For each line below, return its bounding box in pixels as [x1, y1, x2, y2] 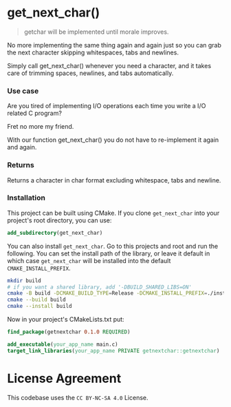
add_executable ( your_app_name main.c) [7, 341, 118, 348]
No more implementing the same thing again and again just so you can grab [7, 41, 221, 49]
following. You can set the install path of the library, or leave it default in [7, 249, 210, 258]
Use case [7, 86, 39, 96]
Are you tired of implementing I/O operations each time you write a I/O [7, 102, 206, 110]
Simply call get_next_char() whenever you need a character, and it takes [7, 61, 212, 70]
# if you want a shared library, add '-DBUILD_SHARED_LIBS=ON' [7, 284, 192, 291]
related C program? [7, 109, 62, 118]
